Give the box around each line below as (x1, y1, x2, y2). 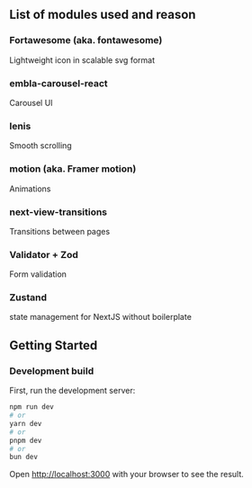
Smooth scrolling (9, 140, 72, 151)
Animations (9, 183, 51, 194)
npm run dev (9, 403, 54, 412)
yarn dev (9, 419, 42, 428)
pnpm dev (9, 436, 42, 445)
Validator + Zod (9, 248, 79, 261)
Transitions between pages (9, 226, 111, 236)
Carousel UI (9, 97, 53, 108)
